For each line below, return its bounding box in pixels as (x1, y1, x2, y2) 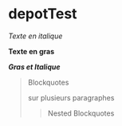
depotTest (8, 5, 77, 23)
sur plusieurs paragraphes (27, 93, 115, 102)
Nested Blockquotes (47, 108, 115, 118)
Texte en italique (8, 31, 63, 41)
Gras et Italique (8, 61, 61, 72)
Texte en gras (8, 46, 54, 56)
